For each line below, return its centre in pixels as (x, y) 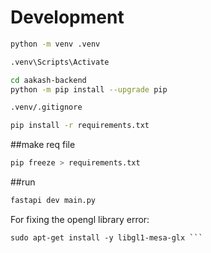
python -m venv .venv (55, 44)
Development (67, 17)
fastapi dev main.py (53, 201)
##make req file (43, 145)
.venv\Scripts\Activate (60, 62)
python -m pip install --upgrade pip (89, 89)
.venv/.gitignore (46, 107)
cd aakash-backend (48, 80)
